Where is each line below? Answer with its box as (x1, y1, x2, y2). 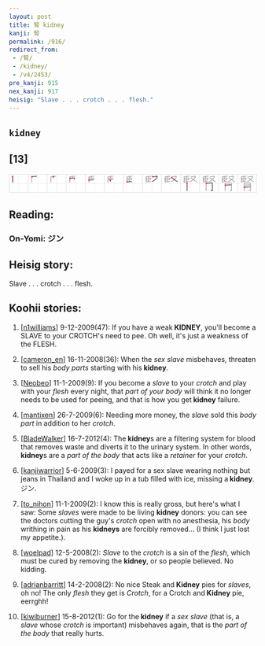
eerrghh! (20, 596, 49, 606)
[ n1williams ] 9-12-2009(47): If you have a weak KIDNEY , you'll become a (20, 323, 256, 332)
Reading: (9, 209, 54, 222)
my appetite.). (20, 532, 66, 542)
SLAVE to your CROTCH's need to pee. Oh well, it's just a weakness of (20, 330, 248, 340)
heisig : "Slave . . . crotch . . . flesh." (9, 95, 154, 104)
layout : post (9, 13, 52, 20)
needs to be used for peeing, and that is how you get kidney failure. (20, 394, 241, 404)
